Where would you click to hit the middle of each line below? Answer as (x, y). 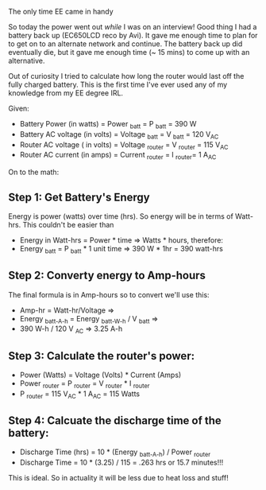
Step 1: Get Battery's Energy (79, 197)
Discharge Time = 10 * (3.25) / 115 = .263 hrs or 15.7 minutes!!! (121, 463)
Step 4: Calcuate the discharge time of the (115, 420)
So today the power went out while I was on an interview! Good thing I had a (133, 27)
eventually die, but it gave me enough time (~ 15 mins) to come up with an (129, 52)
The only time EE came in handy (61, 12)
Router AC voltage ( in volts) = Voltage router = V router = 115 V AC (124, 145)
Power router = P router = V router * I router (85, 384)
